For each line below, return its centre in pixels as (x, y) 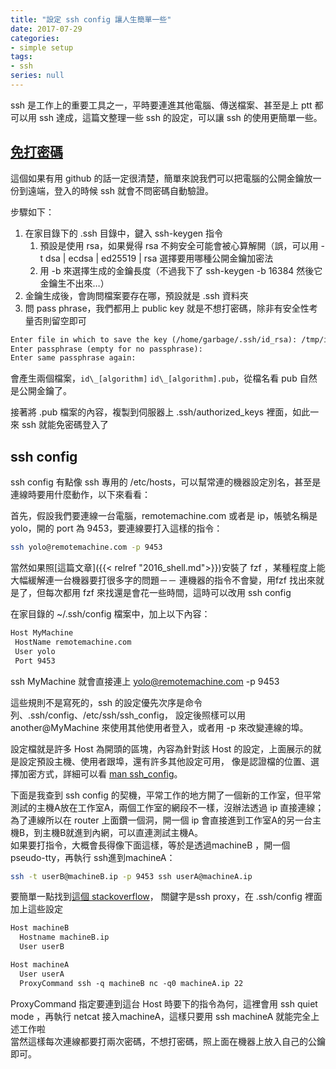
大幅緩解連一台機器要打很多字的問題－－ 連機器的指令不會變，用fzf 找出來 (163, 580)
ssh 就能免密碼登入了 (65, 425)
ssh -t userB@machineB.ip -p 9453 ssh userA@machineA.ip (131, 876)
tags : (21, 57)
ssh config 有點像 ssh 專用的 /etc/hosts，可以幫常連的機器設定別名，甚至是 (166, 482)
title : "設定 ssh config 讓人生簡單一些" (91, 19)
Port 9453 (35, 661)
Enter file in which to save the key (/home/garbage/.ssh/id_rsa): (154, 339)
